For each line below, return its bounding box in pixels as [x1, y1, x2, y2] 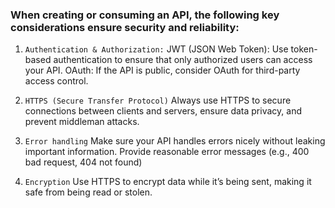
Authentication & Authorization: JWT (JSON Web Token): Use [24, 43, 289, 55]
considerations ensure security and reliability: [10, 20, 240, 34]
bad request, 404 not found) [24, 156, 143, 168]
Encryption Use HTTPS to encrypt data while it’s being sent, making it [24, 176, 312, 188]
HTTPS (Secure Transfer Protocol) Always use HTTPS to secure [24, 94, 292, 107]
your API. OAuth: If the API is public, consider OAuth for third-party [24, 64, 301, 77]
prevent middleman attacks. [24, 116, 140, 128]
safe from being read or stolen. [24, 186, 153, 198]
